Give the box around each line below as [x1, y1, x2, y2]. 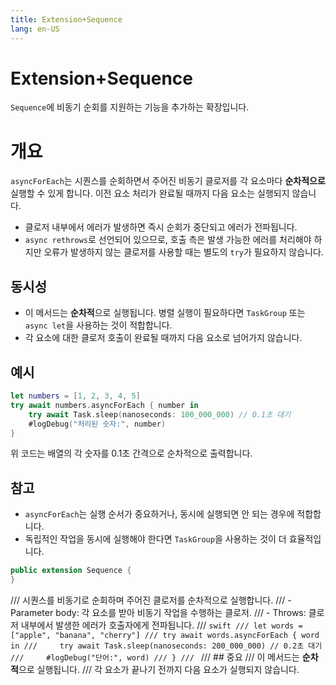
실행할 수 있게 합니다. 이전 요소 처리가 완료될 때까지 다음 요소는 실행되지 [10, 187, 290, 200]
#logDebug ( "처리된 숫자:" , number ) [28, 419, 167, 429]
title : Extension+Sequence [10, 14, 123, 25]
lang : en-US [10, 24, 60, 34]
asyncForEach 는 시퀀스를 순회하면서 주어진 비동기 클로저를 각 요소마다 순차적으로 [10, 175, 326, 187]
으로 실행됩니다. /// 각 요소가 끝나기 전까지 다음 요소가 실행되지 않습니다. [18, 663, 300, 675]
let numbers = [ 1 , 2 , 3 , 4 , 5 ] [10, 391, 141, 401]
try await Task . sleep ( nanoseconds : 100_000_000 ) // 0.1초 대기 [28, 409, 292, 420]
